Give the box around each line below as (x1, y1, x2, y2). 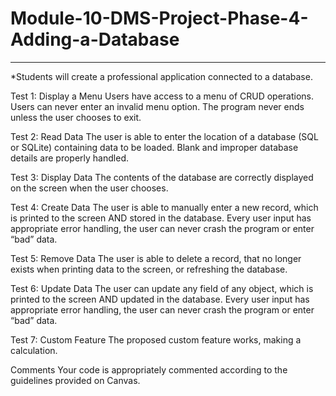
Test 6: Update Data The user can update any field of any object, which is (10, 282, 314, 294)
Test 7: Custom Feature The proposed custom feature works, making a (10, 333, 302, 346)
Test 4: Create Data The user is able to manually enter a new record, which (10, 201, 319, 213)
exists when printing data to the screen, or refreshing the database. (10, 263, 288, 275)
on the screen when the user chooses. (10, 182, 169, 194)
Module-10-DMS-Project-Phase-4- (10, 7, 309, 30)
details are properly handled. (10, 152, 129, 164)
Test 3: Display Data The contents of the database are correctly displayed (10, 171, 314, 183)
